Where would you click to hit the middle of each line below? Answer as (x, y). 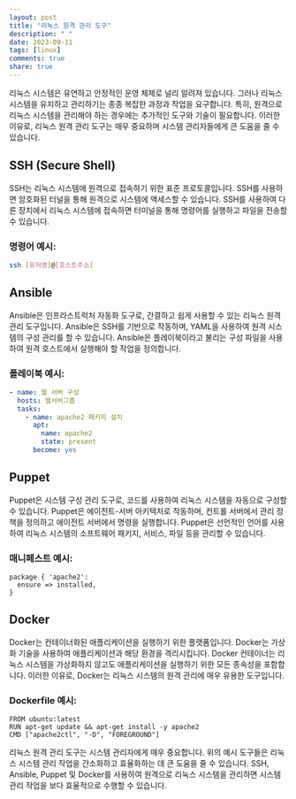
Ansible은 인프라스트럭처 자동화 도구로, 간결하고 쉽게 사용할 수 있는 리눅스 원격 (145, 315)
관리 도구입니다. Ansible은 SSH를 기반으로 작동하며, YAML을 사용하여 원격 (138, 326)
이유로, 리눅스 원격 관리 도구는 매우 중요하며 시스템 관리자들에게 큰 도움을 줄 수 (144, 126)
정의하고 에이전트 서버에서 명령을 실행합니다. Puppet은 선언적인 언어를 (147, 522)
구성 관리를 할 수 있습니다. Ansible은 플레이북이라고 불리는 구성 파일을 (146, 337)
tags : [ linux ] (35, 50)
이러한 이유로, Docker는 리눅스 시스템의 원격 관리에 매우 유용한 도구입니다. (156, 675)
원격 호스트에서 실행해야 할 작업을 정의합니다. (103, 348)
